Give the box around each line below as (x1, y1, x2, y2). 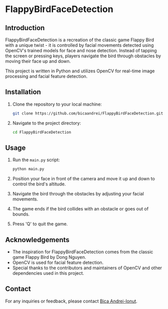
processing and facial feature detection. (5, 73, 88, 79)
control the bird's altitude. (12, 181, 66, 187)
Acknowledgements (5, 235, 70, 244)
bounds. (12, 211, 30, 217)
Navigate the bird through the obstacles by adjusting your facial (12, 191, 144, 197)
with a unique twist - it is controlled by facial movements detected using (5, 42, 154, 48)
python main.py (12, 167, 45, 172)
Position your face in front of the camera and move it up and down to (12, 176, 155, 182)
